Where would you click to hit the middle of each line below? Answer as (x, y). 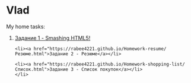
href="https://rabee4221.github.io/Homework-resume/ (100, 49)
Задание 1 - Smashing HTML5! (52, 38)
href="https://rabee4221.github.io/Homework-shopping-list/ (109, 64)
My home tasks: (26, 26)
